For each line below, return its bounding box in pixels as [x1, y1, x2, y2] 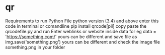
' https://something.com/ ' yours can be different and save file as [5, 34, 137, 40]
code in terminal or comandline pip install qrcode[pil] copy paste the [5, 23, 147, 29]
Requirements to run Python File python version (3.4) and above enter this [5, 18, 159, 24]
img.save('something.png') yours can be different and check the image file [5, 39, 160, 45]
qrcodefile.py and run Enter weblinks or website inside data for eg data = [5, 28, 156, 34]
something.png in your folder [5, 44, 65, 50]
